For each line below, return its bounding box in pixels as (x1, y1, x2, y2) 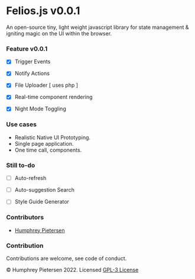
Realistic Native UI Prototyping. (14, 134, 90, 141)
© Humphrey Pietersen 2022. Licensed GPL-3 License (6, 266, 139, 273)
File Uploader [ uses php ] (14, 81, 79, 89)
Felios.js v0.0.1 (6, 4, 80, 18)
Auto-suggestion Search (14, 186, 75, 193)
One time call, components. (14, 146, 82, 153)
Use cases (6, 120, 37, 129)
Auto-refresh (14, 175, 47, 182)
